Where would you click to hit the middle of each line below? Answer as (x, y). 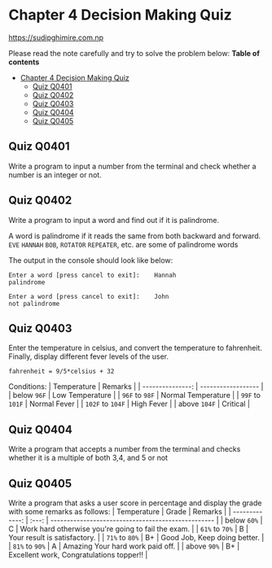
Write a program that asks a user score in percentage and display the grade (135, 503)
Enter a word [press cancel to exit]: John (89, 296)
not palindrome (34, 304)
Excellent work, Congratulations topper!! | (78, 555)
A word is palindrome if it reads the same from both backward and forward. (135, 236)
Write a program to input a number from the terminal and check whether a (132, 166)
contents (24, 62)
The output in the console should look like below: (91, 260)
